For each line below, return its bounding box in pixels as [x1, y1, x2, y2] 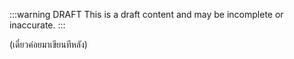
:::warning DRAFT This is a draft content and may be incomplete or [9, 9, 284, 20]
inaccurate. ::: [9, 19, 66, 31]
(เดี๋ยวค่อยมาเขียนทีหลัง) [9, 39, 88, 50]
